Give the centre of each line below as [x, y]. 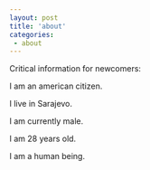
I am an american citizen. [56, 86]
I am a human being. [47, 156]
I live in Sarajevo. [41, 104]
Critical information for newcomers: [75, 69]
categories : [32, 34]
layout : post [34, 18]
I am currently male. [47, 121]
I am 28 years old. [43, 139]
